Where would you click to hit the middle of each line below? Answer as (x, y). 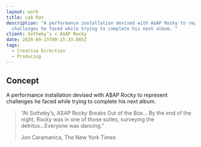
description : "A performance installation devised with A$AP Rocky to (96, 23)
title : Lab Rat (25, 17)
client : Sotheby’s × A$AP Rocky (46, 34)
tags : (13, 46)
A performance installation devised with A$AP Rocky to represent (87, 95)
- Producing (27, 56)
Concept (23, 81)
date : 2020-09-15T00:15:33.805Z (46, 40)
